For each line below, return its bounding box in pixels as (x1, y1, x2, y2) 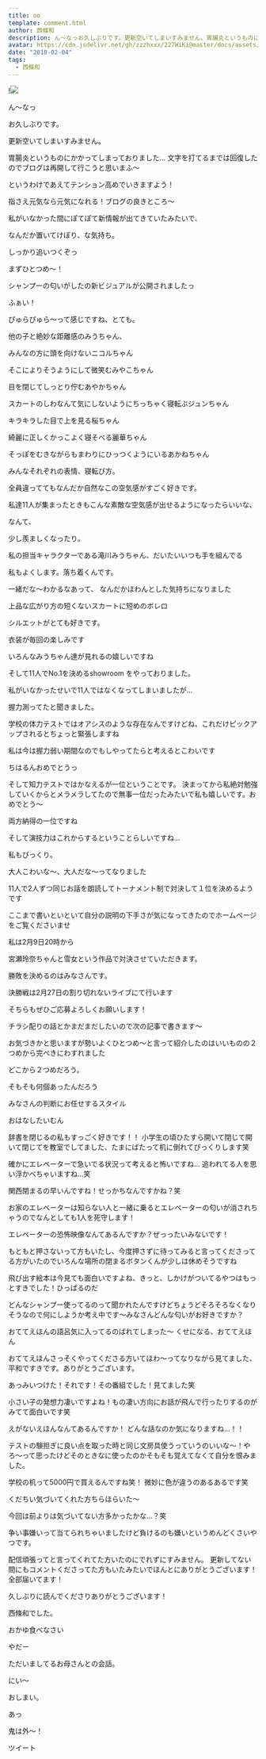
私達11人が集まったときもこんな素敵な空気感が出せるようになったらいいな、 (8, 500, 256, 509)
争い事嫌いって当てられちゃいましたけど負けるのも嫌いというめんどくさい (8, 1527, 251, 1537)
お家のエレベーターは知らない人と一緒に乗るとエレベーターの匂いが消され (8, 1202, 251, 1212)
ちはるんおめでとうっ (8, 762, 78, 772)
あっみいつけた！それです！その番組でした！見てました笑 (8, 1380, 196, 1389)
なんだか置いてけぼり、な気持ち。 (8, 230, 120, 240)
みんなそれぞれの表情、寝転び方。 (8, 466, 120, 476)
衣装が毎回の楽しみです (8, 634, 85, 644)
